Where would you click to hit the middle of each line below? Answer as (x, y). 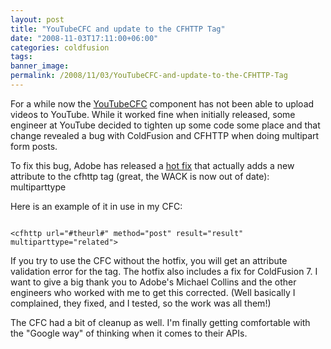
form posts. (34, 146)
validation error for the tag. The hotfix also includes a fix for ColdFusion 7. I (164, 271)
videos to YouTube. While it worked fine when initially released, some (153, 114)
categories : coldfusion (60, 47)
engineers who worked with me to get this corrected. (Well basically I (153, 292)
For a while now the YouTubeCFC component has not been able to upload (162, 103)
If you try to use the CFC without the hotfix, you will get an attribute (149, 260)
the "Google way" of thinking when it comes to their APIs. (129, 333)
